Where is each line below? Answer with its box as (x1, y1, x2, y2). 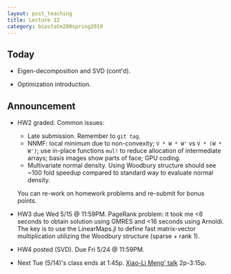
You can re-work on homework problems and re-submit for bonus (17, 189, 205, 197)
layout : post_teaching (7, 10, 72, 17)
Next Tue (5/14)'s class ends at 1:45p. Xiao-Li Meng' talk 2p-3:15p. (17, 259, 207, 266)
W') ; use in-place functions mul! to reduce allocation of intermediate (27, 146, 221, 155)
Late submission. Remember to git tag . (27, 132, 141, 140)
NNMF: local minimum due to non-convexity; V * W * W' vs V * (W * (27, 139, 222, 147)
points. (17, 197, 37, 204)
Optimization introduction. (17, 80, 92, 88)
